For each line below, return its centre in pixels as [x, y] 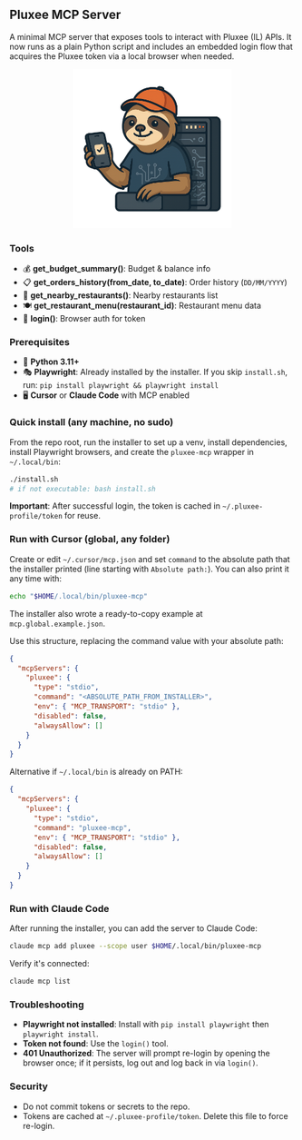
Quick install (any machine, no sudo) [92, 422]
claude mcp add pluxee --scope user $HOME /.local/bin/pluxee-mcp [135, 947]
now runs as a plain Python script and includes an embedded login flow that [151, 46]
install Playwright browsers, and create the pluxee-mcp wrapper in [132, 451]
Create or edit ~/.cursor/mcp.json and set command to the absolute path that [150, 559]
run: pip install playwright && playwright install [121, 385]
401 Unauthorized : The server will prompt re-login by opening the [146, 1054]
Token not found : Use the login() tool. [96, 1044]
